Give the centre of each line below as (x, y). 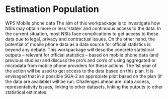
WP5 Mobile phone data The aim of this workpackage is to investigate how (83, 23)
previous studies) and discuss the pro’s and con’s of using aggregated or (80, 60)
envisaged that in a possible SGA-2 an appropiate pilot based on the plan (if (83, 76)
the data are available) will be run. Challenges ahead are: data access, (78, 81)
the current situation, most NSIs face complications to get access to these (82, 33)
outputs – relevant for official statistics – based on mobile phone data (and (82, 55)
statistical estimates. (26, 92)
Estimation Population (52, 9)
